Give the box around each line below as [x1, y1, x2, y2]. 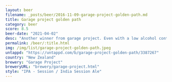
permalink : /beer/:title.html [5, 41, 70, 46]
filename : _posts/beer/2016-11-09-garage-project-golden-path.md [5, 12, 147, 17]
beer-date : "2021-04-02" [5, 31, 58, 36]
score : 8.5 [5, 26, 29, 32]
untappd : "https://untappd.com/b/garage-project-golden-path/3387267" [5, 50, 159, 55]
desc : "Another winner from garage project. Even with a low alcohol [5, 36, 157, 41]
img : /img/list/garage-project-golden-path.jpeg [5, 45, 111, 50]
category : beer [5, 21, 38, 27]
